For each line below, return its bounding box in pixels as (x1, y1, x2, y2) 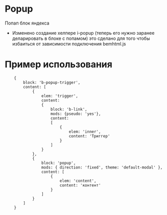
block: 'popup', (41, 160, 76, 165)
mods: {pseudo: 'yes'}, (50, 111, 101, 116)
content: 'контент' (59, 182, 101, 188)
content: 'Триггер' (68, 133, 110, 138)
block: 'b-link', (50, 107, 87, 112)
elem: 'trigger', (41, 93, 79, 99)
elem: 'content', (59, 178, 97, 183)
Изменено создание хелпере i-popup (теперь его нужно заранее (12, 30, 155, 36)
